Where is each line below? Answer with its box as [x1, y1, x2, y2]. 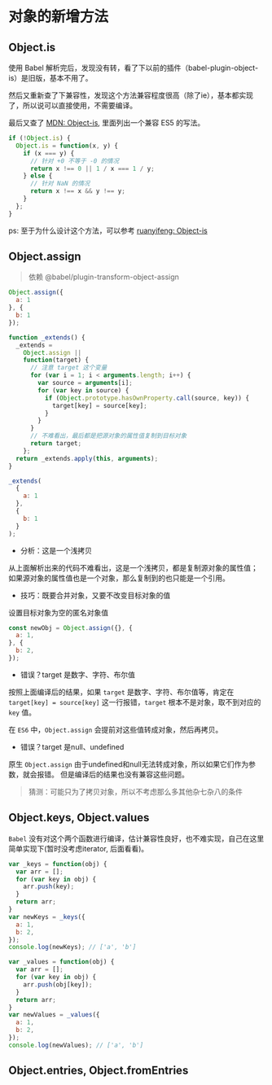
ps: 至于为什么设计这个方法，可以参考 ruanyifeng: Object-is [8, 225, 208, 235]
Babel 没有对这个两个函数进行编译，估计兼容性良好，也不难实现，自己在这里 [8, 833, 265, 843]
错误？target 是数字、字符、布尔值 [20, 669, 136, 680]
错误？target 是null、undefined [20, 742, 125, 751]
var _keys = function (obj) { [8, 860, 107, 868]
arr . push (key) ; [23, 882, 75, 891]
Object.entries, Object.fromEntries [8, 1064, 189, 1078]
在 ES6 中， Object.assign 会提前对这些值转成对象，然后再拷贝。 [8, 724, 223, 734]
